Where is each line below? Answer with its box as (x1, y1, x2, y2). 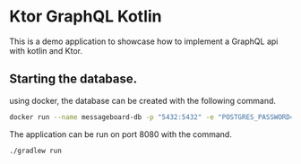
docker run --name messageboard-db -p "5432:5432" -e (9, 112, 215, 122)
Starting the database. (9, 72, 138, 87)
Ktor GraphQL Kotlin (9, 6, 163, 27)
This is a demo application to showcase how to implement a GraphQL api (9, 36, 279, 47)
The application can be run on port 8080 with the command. (9, 128, 233, 140)
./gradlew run (9, 146, 63, 155)
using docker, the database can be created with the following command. (9, 95, 276, 106)
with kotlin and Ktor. (9, 45, 83, 56)
